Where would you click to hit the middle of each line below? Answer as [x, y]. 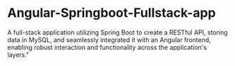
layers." [18, 55]
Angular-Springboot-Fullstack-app [112, 13]
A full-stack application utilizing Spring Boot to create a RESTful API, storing [117, 32]
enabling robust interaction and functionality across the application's [107, 47]
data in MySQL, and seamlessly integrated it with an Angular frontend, [109, 39]
